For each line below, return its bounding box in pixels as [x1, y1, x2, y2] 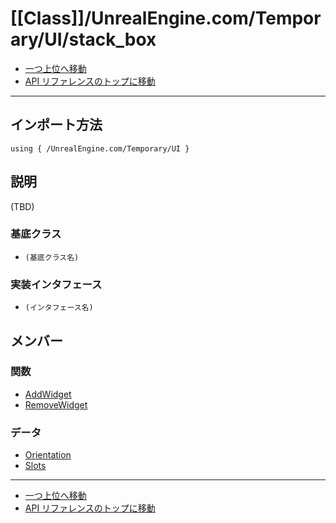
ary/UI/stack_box [10, 28, 157, 51]
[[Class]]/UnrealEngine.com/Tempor [10, 7, 322, 30]
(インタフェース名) [24, 303, 94, 313]
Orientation [24, 449, 72, 461]
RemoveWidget [24, 398, 88, 411]
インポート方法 [10, 117, 103, 134]
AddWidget [24, 388, 72, 400]
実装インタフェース [10, 277, 103, 291]
